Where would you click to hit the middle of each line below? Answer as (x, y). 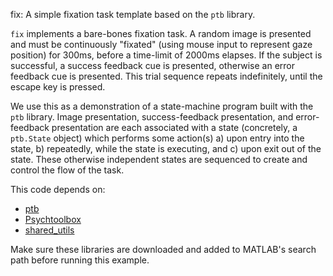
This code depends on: (58, 189)
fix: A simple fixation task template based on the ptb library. (133, 14)
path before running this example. (80, 260)
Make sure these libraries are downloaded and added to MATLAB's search (163, 249)
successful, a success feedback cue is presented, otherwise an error (153, 65)
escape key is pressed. (58, 87)
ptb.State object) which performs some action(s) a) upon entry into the (157, 138)
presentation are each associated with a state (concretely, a (174, 127)
